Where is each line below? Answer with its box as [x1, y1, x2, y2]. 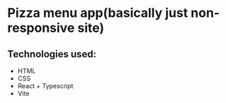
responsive [7, 20, 75, 36]
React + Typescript [17, 82, 74, 90]
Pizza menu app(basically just [7, 5, 188, 21]
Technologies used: [7, 48, 97, 60]
